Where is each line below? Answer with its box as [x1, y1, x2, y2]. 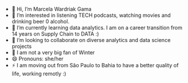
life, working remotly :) [11, 70, 66, 77]
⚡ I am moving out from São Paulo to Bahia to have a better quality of [11, 62, 179, 68]
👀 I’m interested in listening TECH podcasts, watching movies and [11, 12, 171, 19]
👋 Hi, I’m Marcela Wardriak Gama [11, 6, 92, 12]
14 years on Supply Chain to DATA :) [11, 30, 99, 37]
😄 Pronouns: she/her [11, 56, 63, 62]
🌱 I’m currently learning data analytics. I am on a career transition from [11, 24, 183, 31]
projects [11, 43, 32, 50]
